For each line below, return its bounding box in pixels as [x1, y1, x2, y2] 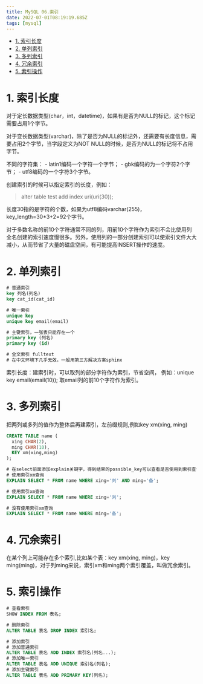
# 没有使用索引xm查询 [6, 505, 53, 511]
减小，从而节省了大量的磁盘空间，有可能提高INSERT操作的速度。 [6, 241, 168, 249]
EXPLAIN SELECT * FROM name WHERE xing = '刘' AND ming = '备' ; [6, 477, 159, 484]
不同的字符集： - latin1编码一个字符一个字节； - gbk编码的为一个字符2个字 [6, 161, 190, 168]
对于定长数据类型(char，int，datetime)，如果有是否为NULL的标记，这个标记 [6, 112, 196, 120]
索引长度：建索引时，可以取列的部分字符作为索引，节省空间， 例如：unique [6, 368, 195, 376]
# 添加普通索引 [6, 644, 39, 650]
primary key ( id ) [6, 340, 50, 347]
